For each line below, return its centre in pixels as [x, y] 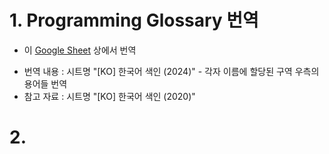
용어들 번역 [45, 83]
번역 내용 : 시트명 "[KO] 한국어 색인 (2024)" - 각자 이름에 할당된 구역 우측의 [171, 71]
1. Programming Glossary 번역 [134, 20]
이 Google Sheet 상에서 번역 [80, 50]
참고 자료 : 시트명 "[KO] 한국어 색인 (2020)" [109, 96]
